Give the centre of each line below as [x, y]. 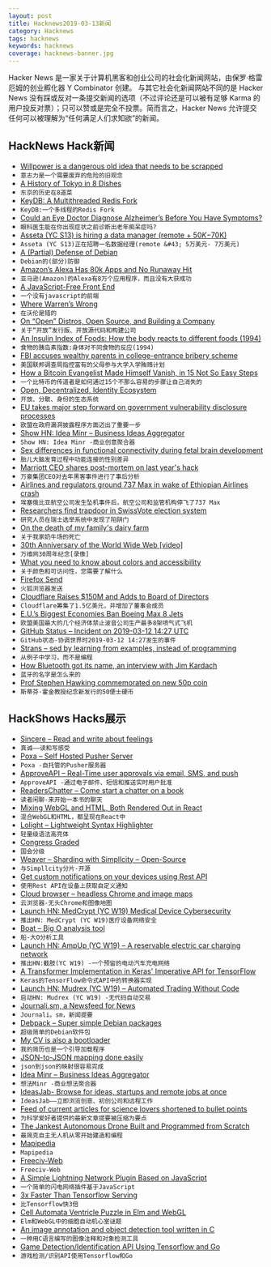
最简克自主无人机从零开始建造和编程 [71, 1135]
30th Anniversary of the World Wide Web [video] [102, 544]
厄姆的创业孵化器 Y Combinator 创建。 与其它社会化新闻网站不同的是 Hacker [136, 87]
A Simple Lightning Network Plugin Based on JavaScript [114, 1177]
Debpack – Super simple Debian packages [91, 1022]
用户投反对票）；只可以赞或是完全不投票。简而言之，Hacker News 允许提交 [133, 108]
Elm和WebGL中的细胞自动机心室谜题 [71, 1221]
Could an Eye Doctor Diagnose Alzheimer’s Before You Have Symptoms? [141, 218]
